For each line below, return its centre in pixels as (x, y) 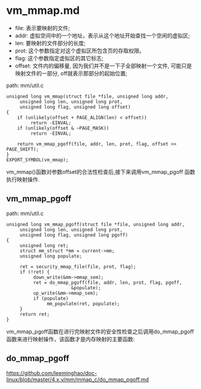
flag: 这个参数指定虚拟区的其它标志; (59, 58)
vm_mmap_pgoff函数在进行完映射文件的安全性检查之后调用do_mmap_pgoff (100, 331)
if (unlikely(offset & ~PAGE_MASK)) (63, 128)
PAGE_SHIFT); (23, 149)
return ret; (35, 314)
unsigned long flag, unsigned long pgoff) (74, 235)
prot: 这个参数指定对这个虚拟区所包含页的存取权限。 (80, 50)
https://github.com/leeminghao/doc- (52, 373)
